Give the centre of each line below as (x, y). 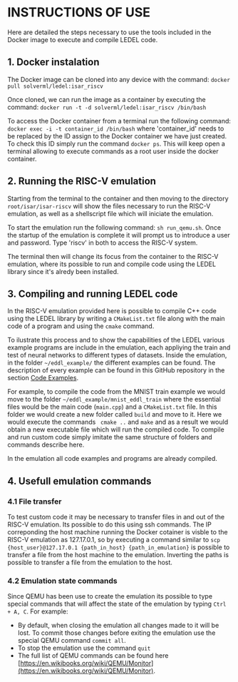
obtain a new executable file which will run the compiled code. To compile (116, 429)
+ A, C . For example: (38, 611)
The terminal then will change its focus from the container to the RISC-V (113, 256)
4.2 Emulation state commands (62, 581)
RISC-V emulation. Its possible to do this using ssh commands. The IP (110, 524)
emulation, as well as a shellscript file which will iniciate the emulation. (110, 213)
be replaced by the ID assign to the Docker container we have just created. (117, 136)
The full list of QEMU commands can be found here (93, 656)
